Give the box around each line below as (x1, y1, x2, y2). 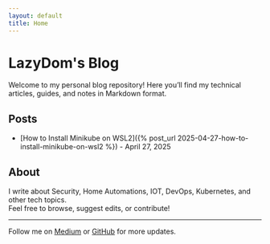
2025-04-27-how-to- (177, 133, 249, 143)
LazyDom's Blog (8, 54, 119, 72)
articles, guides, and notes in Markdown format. (8, 89, 167, 99)
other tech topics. (8, 195, 67, 205)
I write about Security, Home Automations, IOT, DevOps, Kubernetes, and (8, 186, 252, 197)
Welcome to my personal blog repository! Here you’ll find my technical (8, 80, 241, 90)
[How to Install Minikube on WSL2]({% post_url (19, 133, 176, 143)
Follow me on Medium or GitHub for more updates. (8, 226, 177, 237)
